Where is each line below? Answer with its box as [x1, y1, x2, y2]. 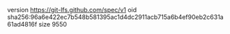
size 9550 [38, 20, 68, 28]
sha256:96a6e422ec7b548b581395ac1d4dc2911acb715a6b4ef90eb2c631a [7, 13, 224, 21]
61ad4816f [7, 20, 38, 28]
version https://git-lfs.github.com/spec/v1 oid [7, 6, 137, 14]
